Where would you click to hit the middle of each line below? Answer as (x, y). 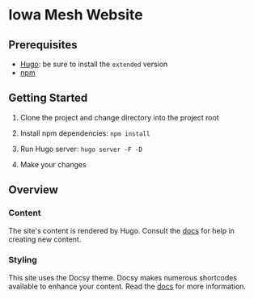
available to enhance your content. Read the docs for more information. (127, 286)
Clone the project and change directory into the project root (120, 117)
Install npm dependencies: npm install (85, 133)
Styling (23, 260)
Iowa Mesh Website (76, 15)
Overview (34, 190)
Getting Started (48, 98)
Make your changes (53, 164)
